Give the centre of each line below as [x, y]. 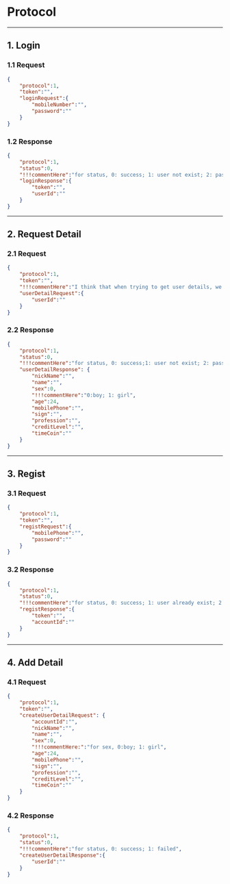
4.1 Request [27, 682]
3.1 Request [27, 493]
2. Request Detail [44, 235]
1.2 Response [30, 141]
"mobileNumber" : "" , [60, 105]
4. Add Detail [35, 662]
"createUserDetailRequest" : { [63, 715]
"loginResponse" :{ [46, 181]
